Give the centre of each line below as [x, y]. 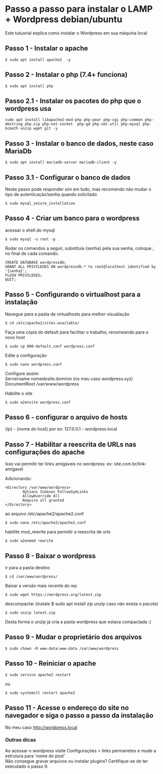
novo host [15, 337]
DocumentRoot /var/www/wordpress [42, 384]
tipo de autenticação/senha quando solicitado [51, 194]
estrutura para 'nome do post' [35, 756]
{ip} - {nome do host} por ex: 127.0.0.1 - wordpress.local [61, 429]
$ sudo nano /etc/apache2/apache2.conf [46, 523]
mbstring [14, 124]
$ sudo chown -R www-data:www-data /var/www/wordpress [62, 648]
